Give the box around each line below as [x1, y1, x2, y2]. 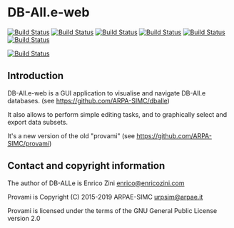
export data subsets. [7, 118, 68, 126]
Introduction [7, 70, 64, 82]
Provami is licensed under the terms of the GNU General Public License [7, 206, 218, 214]
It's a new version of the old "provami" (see [7, 131, 136, 140]
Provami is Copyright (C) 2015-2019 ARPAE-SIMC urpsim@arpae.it [7, 192, 203, 201]
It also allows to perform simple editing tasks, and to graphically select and [7, 110, 228, 118]
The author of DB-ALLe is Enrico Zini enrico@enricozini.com [7, 179, 185, 187]
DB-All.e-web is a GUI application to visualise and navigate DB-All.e [7, 88, 206, 97]
